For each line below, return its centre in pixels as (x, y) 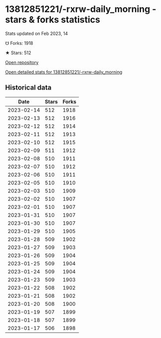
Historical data (28, 88)
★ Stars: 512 (18, 53)
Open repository (22, 62)
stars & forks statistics (53, 20)
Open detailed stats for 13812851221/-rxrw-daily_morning (64, 72)
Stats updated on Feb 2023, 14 (37, 33)
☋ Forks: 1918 (19, 43)
